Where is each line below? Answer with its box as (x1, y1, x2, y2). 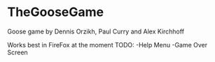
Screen (7, 48, 28, 56)
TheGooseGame (7, 4, 104, 20)
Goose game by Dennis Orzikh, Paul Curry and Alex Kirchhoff (7, 27, 184, 36)
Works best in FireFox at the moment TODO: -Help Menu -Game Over (7, 40, 208, 49)
